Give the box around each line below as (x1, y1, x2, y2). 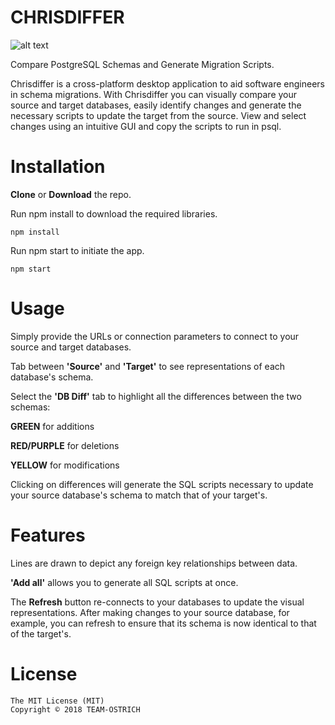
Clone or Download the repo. (10, 188, 132, 200)
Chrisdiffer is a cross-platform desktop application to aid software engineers (10, 77, 325, 90)
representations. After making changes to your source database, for (10, 606, 290, 618)
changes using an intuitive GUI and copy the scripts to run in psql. (10, 120, 282, 132)
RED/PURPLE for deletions (10, 439, 120, 451)
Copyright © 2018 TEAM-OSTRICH (10, 704, 141, 715)
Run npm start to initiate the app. (10, 244, 145, 256)
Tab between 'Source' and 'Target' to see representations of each (10, 360, 286, 372)
